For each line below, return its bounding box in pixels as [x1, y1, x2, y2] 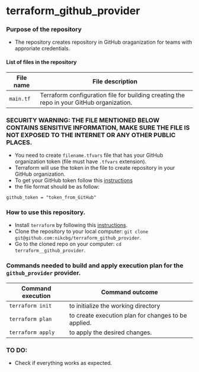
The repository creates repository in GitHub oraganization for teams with [14, 38, 192, 46]
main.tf [9, 95, 31, 102]
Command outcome [101, 288, 158, 296]
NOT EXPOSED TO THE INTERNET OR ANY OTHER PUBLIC [6, 131, 176, 139]
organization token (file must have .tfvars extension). [14, 158, 147, 165]
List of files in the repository [6, 59, 77, 66]
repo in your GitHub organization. [40, 98, 133, 106]
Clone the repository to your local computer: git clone [14, 228, 149, 235]
